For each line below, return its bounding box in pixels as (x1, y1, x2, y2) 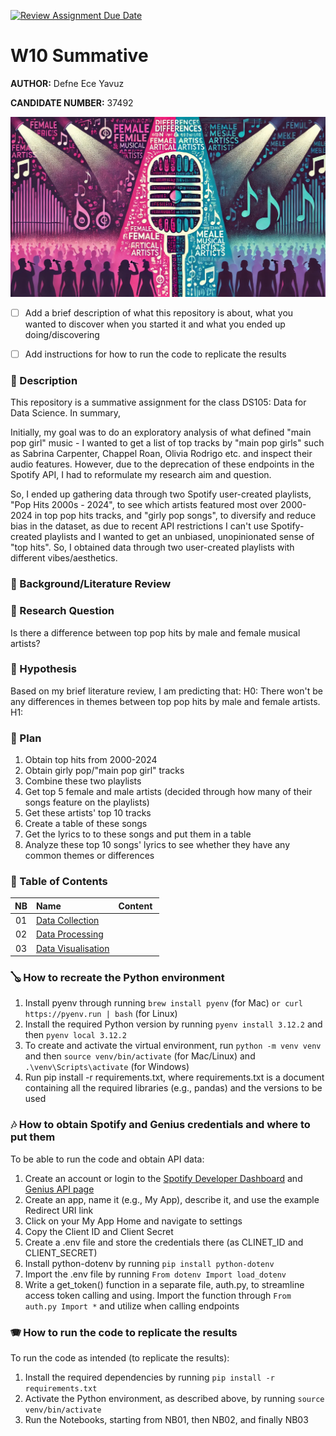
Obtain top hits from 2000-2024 (24, 754, 158, 766)
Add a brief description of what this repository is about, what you (24, 306, 294, 319)
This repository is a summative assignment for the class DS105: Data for (10, 396, 307, 409)
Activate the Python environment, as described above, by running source (24, 1393, 325, 1405)
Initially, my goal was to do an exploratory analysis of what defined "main (10, 426, 312, 439)
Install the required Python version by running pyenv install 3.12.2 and (24, 1018, 323, 1030)
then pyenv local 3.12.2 (24, 1029, 127, 1041)
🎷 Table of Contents (10, 875, 108, 889)
